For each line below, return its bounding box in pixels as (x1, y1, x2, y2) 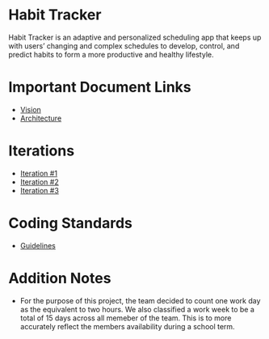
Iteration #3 (19, 185, 59, 195)
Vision (19, 104, 42, 114)
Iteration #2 (19, 176, 59, 187)
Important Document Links (8, 78, 191, 96)
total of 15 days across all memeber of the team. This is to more (19, 313, 232, 323)
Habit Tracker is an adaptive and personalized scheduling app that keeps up (8, 32, 262, 42)
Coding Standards (8, 214, 133, 232)
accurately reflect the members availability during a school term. (19, 321, 236, 331)
